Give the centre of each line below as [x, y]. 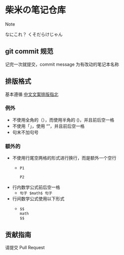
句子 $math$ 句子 [36, 193]
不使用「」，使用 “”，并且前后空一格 [48, 126]
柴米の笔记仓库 [36, 10]
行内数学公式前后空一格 [36, 187]
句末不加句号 [25, 132]
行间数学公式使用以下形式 [38, 199]
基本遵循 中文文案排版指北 [32, 94]
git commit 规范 [29, 52]
